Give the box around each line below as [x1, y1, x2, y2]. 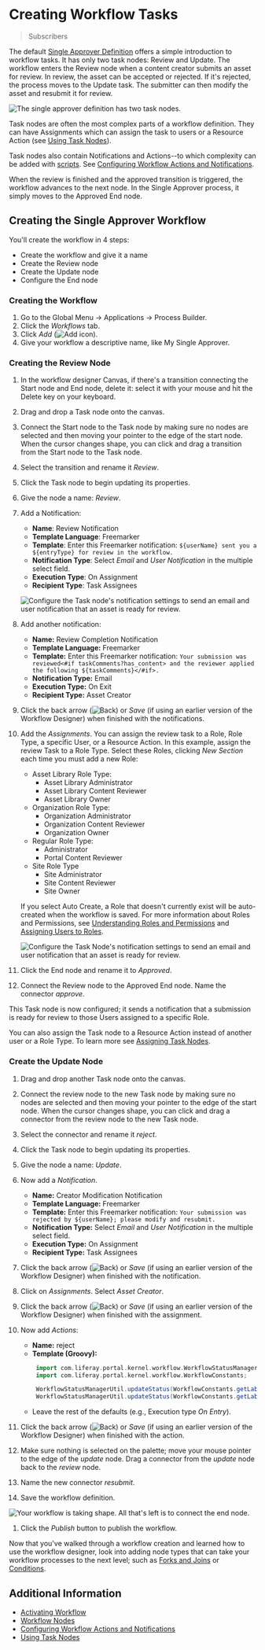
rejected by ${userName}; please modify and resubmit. [31, 1215, 215, 1224]
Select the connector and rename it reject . [20, 1129, 157, 1139]
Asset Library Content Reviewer [43, 786, 147, 796]
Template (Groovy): [31, 1349, 98, 1358]
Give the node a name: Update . [20, 1160, 122, 1169]
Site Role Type [31, 861, 79, 871]
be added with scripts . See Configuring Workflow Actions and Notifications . [9, 159, 255, 168]
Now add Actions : [20, 1325, 79, 1335]
